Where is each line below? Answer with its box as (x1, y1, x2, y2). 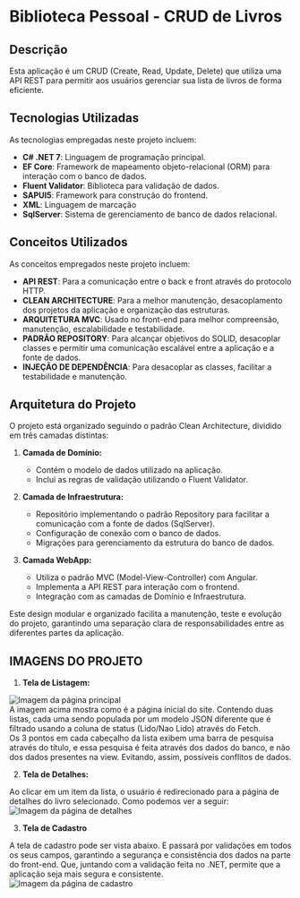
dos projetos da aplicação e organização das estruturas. (21, 304, 231, 315)
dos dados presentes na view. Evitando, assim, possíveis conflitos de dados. (9, 752, 292, 763)
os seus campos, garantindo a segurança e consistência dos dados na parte (9, 850, 291, 860)
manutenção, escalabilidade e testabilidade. (21, 323, 185, 334)
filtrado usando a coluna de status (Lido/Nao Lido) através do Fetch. (9, 723, 261, 734)
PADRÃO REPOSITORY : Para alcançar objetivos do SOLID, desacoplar (21, 333, 281, 344)
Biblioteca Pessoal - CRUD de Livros (9, 6, 283, 27)
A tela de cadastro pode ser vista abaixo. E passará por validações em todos (9, 840, 292, 851)
